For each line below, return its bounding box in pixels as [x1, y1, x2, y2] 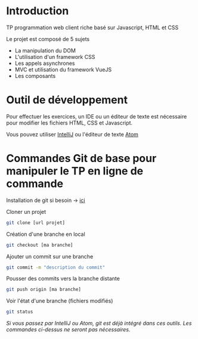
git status [6, 309, 33, 315]
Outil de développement [6, 94, 128, 107]
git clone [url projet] [6, 219, 66, 226]
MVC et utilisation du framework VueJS [14, 66, 112, 73]
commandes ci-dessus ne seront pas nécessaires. [6, 326, 131, 333]
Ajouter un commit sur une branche [6, 253, 94, 260]
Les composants [14, 72, 56, 79]
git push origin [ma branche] [6, 287, 82, 293]
